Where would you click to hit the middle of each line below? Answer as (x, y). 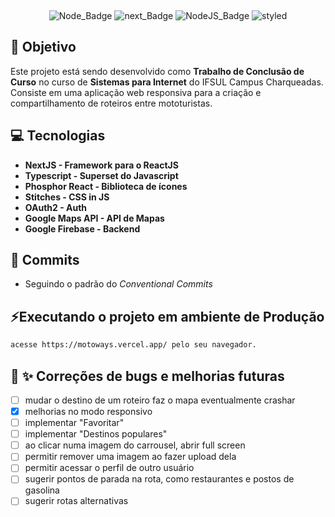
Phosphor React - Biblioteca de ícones (106, 186)
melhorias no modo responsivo (88, 411)
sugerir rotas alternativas (76, 501)
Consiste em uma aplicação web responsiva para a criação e (136, 92)
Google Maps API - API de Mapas (94, 218)
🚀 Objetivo (43, 47)
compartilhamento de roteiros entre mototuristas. (111, 103)
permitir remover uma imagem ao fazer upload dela (130, 457)
